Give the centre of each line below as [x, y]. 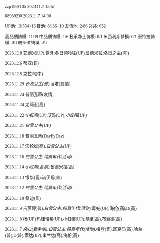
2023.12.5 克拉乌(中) [24, 74]
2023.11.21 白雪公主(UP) [28, 126]
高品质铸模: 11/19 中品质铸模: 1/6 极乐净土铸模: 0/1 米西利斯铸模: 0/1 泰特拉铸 [80, 37]
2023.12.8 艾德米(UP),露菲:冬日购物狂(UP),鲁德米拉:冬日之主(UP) [67, 53]
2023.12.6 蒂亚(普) [22, 63]
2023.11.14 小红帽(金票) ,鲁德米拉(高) [40, 167]
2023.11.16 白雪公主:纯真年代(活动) [38, 157]
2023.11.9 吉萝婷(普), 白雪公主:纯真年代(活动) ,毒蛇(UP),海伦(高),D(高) [71, 209]
